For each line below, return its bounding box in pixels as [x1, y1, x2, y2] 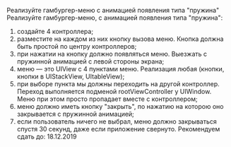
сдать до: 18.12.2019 [16, 132, 77, 141]
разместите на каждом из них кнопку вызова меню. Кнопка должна [16, 35, 224, 43]
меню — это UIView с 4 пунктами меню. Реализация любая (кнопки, [16, 65, 225, 73]
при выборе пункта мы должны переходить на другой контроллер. [16, 80, 220, 88]
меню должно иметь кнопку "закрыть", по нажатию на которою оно [16, 102, 224, 110]
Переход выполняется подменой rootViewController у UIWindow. [16, 88, 212, 95]
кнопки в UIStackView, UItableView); [16, 72, 125, 81]
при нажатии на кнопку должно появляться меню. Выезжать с [16, 49, 208, 58]
